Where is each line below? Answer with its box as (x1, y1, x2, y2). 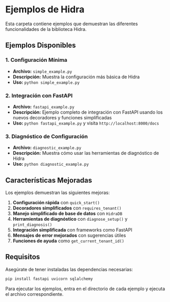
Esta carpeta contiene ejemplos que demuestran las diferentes (5, 21, 138, 27)
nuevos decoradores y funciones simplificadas (12, 114, 112, 120)
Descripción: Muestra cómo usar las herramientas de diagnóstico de (12, 150, 159, 156)
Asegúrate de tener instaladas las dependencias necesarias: (5, 266, 134, 272)
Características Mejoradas (5, 176, 92, 185)
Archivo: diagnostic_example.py (12, 145, 82, 151)
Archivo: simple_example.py (12, 68, 72, 74)
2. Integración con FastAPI (5, 92, 73, 99)
